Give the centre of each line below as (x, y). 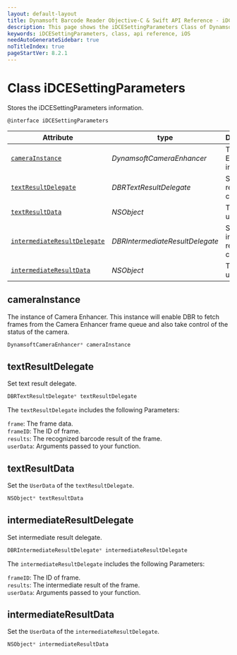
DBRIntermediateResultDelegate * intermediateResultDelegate (98, 550)
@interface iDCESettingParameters (58, 121)
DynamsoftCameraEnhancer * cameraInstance (69, 344)
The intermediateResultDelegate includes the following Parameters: (106, 564)
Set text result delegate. (42, 384)
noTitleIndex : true (36, 47)
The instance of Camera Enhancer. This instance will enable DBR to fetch (114, 317)
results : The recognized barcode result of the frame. (85, 439)
